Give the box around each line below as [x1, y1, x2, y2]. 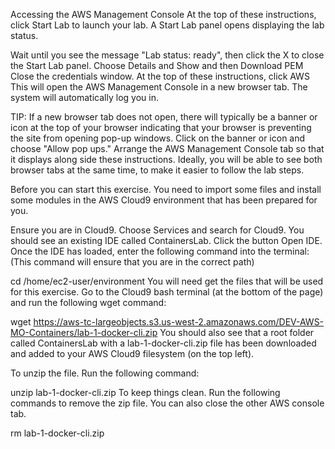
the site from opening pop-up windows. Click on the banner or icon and [10, 132, 306, 144]
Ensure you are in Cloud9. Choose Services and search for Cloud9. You [10, 224, 305, 236]
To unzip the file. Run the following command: [10, 367, 200, 379]
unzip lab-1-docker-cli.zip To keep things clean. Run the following [10, 387, 281, 398]
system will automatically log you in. [10, 92, 159, 103]
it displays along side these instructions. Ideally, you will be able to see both [10, 154, 323, 165]
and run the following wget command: [10, 297, 167, 308]
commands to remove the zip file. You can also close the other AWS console [10, 397, 325, 409]
